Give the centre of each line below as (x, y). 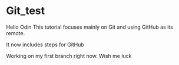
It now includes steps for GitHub (45, 45)
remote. (16, 33)
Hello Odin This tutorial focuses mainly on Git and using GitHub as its (90, 27)
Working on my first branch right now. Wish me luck (69, 56)
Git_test (26, 11)
